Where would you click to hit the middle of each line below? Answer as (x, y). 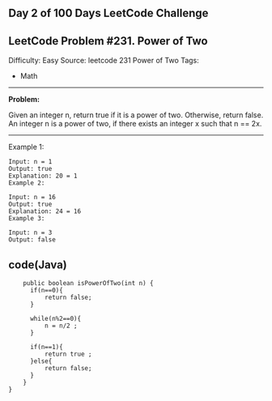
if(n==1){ (46, 348)
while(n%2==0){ (55, 319)
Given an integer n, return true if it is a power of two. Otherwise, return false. (136, 115)
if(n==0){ (46, 291)
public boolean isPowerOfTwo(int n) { (88, 284)
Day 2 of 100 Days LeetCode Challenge (108, 13)
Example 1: (26, 147)
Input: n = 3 (30, 233)
